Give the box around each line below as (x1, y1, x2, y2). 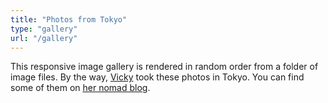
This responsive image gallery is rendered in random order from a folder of (10, 61, 319, 73)
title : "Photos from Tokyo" (10, 14, 128, 25)
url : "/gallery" (10, 33, 78, 43)
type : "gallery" (10, 24, 78, 34)
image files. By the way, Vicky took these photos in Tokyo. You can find (10, 71, 305, 83)
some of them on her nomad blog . (10, 82, 151, 94)
